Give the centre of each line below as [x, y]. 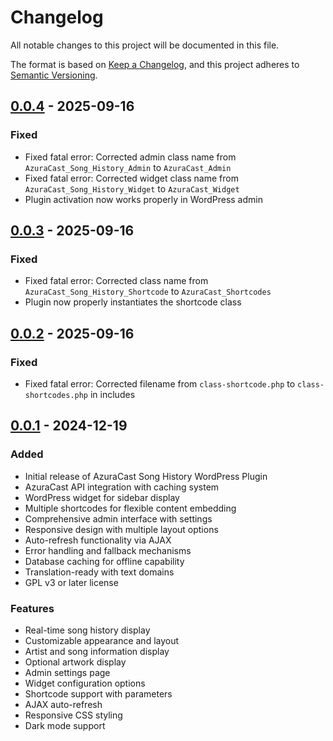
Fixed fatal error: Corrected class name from [116, 281]
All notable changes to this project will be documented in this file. [145, 45]
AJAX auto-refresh [63, 704]
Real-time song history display [87, 630]
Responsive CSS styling [73, 715]
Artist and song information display [97, 651]
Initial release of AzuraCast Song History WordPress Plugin [146, 476]
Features [32, 608]
